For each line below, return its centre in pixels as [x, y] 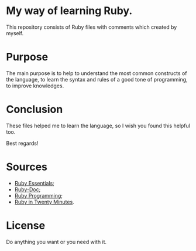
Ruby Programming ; [39, 195]
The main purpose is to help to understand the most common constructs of [97, 73]
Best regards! [22, 143]
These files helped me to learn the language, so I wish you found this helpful [98, 126]
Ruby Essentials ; [34, 183]
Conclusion [35, 109]
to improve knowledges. [35, 86]
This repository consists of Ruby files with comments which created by [92, 27]
